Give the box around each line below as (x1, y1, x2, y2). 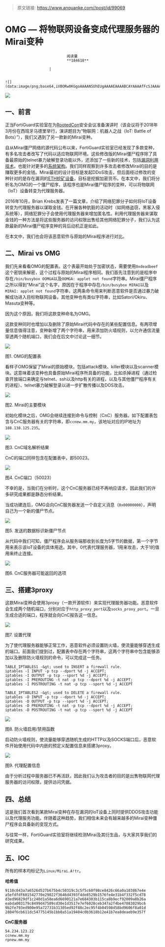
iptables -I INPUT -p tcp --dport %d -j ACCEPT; (5, 669, 107, 674)
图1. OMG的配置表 (5, 353, 42, 359)
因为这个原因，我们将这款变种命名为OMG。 (5, 311, 93, 316)
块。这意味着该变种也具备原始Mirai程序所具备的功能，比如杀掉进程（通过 (5, 370, 153, 376)
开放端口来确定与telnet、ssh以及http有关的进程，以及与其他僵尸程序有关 (9, 376, 157, 382)
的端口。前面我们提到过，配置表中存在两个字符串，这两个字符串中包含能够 (5, 648, 156, 655)
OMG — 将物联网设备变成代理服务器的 (5, 24, 160, 35)
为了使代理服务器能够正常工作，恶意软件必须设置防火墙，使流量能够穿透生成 (5, 642, 160, 648)
